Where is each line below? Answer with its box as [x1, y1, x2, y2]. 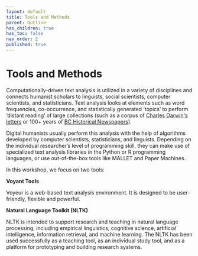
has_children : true [6, 25, 54, 31]
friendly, [6, 195, 27, 202]
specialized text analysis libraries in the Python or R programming [6, 148, 166, 155]
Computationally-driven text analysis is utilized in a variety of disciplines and [6, 86, 193, 93]
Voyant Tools [6, 177, 40, 184]
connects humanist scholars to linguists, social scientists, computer [6, 93, 171, 100]
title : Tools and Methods [6, 14, 70, 20]
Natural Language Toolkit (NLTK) [6, 206, 89, 213]
